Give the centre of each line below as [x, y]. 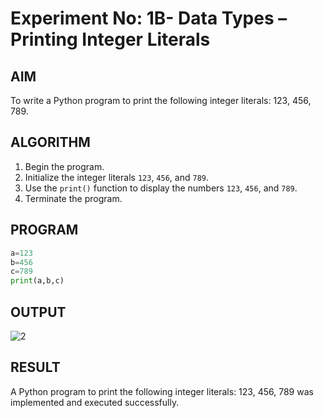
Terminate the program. [73, 198]
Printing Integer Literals [110, 39]
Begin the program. [64, 166]
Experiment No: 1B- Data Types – [149, 18]
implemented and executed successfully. [95, 402]
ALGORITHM [50, 142]
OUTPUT [38, 312]
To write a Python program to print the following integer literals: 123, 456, [161, 100]
